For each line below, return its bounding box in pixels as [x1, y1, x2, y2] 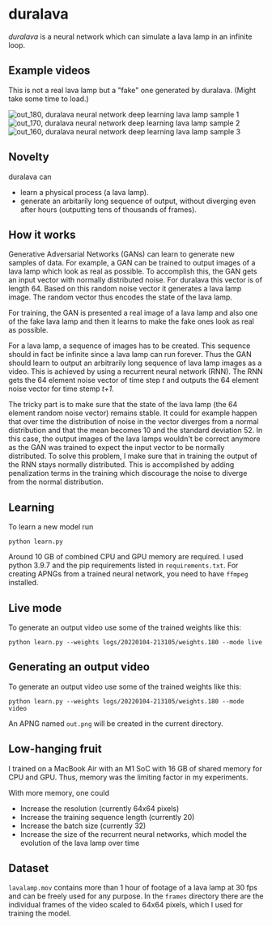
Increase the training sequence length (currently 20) [19, 812, 195, 822]
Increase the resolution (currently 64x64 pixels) [19, 803, 180, 813]
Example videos [8, 64, 91, 78]
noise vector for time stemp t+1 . [8, 384, 115, 393]
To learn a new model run [8, 522, 94, 532]
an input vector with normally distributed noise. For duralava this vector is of [8, 275, 263, 285]
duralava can [8, 172, 52, 181]
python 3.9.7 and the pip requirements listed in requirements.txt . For [8, 560, 239, 571]
